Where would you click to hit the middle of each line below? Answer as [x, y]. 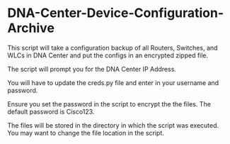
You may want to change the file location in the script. [86, 133]
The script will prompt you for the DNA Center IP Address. [92, 69]
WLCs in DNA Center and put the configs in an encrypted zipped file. [108, 55]
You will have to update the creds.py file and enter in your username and [113, 82]
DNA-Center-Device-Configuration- [116, 13]
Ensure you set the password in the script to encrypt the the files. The [109, 104]
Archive [31, 28]
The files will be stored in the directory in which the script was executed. [113, 125]
